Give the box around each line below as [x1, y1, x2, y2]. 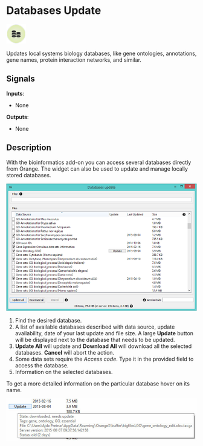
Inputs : [6, 90, 25, 97]
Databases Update [6, 4, 101, 18]
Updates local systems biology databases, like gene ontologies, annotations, [6, 50, 197, 57]
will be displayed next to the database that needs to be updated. [14, 336, 175, 343]
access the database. [14, 361, 69, 369]
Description [6, 143, 51, 153]
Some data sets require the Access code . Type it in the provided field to [14, 355, 194, 362]
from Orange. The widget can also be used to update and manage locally [6, 165, 188, 172]
